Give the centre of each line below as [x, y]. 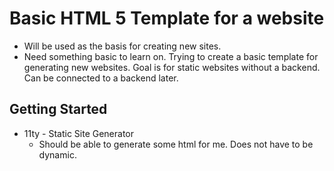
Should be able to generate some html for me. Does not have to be [176, 144]
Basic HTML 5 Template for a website [167, 18]
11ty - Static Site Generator [79, 133]
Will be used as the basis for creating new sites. [122, 46]
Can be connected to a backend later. [101, 78]
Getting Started [58, 109]
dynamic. [57, 154]
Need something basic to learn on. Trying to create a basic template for [171, 56]
